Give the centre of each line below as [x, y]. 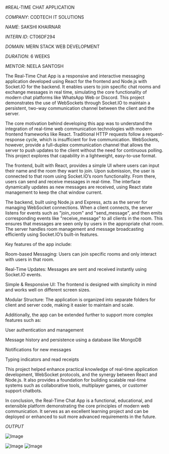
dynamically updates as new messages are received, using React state [79, 187]
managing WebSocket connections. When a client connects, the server [79, 208]
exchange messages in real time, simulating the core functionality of [76, 92]
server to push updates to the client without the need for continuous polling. [84, 150]
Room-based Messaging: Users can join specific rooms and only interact [81, 254]
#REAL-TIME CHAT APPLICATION [40, 7]
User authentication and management [45, 330]
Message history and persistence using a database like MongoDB [73, 340]
